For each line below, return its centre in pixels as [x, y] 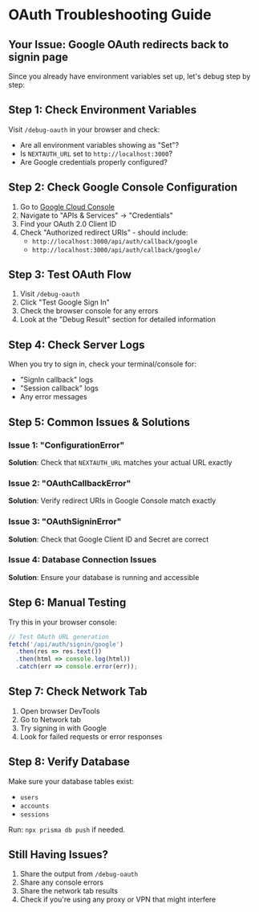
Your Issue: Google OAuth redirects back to [119, 45]
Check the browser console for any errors [89, 311]
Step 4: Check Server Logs [77, 344]
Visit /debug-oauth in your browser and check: [84, 129]
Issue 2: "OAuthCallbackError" [70, 483]
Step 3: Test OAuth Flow [70, 275]
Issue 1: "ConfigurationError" [67, 445]
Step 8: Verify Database [69, 762]
